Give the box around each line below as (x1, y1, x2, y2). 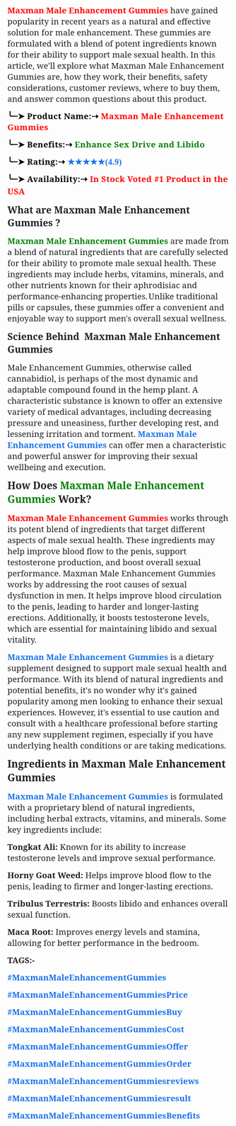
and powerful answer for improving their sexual (7, 450, 198, 462)
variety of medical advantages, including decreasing (7, 406, 212, 417)
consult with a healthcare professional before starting (7, 717, 218, 729)
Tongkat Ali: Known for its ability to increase (7, 841, 186, 853)
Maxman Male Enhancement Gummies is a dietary (7, 651, 214, 663)
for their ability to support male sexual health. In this (7, 48, 216, 60)
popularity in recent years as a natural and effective (7, 16, 211, 27)
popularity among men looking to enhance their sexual (7, 695, 223, 707)
